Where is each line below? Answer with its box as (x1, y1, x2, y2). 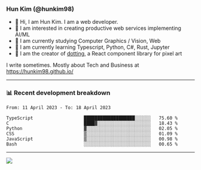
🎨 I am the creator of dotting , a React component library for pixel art (14, 50, 182, 57)
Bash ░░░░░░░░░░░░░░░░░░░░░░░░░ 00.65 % (6, 141, 178, 147)
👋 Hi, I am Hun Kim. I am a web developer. (14, 18, 118, 26)
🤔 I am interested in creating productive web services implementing (14, 24, 181, 32)
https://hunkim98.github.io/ (6, 68, 74, 75)
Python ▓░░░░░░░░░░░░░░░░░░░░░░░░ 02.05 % (6, 125, 178, 131)
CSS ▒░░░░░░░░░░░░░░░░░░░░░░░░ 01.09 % (6, 131, 178, 137)
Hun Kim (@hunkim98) (6, 5, 75, 13)
